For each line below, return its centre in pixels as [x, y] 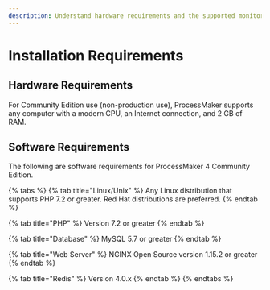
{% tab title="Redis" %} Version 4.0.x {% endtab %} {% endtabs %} [121, 279]
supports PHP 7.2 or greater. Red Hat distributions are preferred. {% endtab [133, 199]
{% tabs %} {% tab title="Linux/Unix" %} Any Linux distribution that [121, 191]
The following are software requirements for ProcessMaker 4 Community [129, 167]
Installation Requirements [96, 55]
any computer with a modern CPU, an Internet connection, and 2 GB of [125, 113]
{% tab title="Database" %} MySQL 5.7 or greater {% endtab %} [115, 239]
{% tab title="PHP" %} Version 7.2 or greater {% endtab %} [106, 223]
